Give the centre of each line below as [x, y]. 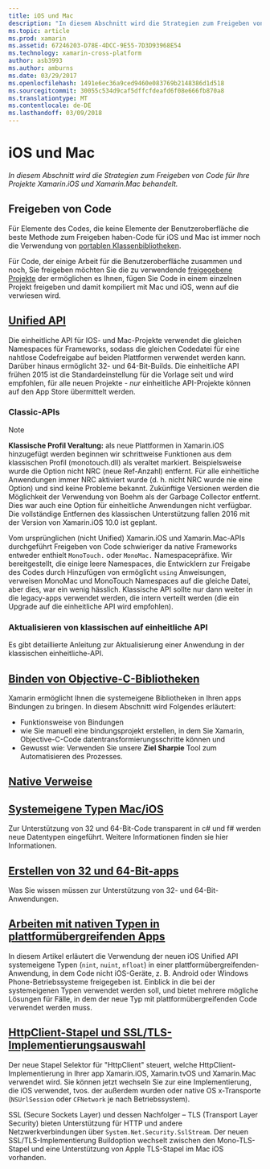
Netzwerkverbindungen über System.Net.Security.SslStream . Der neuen [129, 1131]
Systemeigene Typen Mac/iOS [86, 809]
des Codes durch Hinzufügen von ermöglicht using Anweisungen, [117, 572]
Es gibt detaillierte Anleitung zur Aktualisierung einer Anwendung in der [127, 645]
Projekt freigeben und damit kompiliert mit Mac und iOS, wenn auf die [124, 287]
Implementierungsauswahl [77, 1045]
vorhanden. [27, 1157]
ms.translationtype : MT [48, 98]
